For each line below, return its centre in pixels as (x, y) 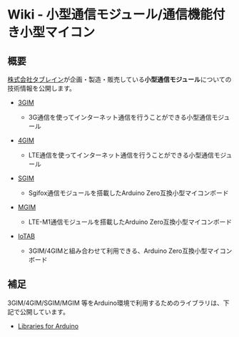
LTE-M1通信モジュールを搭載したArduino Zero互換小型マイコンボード (130, 222)
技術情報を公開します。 (42, 88)
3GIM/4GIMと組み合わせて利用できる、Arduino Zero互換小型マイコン (130, 251)
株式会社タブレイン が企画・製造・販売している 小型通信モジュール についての (119, 79)
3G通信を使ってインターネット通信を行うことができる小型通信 (120, 117)
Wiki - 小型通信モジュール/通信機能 (110, 15)
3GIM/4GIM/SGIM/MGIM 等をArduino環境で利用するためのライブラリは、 (115, 303)
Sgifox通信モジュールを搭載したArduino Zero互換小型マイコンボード (129, 193)
